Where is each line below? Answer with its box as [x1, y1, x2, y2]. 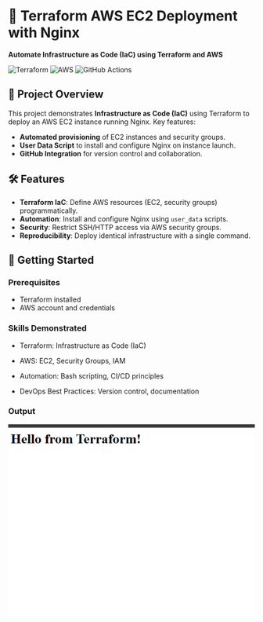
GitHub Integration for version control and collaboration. [19, 148, 203, 158]
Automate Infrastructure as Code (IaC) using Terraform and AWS [8, 49, 223, 59]
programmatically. [19, 206, 78, 215]
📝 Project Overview [8, 88, 104, 101]
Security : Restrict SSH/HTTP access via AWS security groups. [19, 222, 222, 232]
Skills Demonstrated [8, 323, 88, 334]
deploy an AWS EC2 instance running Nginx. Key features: [8, 117, 196, 126]
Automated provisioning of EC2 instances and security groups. [19, 132, 226, 141]
